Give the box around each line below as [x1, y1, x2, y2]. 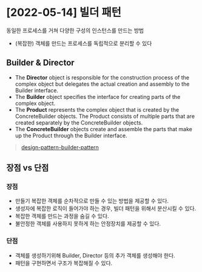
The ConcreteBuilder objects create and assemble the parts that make [15, 125, 192, 132]
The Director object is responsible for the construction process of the [15, 73, 190, 81]
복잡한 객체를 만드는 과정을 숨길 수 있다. [15, 212, 109, 220]
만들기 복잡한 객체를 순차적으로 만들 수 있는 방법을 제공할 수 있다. [15, 197, 169, 205]
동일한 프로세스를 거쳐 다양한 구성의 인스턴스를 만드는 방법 [6, 27, 144, 34]
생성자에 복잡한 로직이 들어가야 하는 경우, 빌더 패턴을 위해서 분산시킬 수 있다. [15, 205, 197, 212]
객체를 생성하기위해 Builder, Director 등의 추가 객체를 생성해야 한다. [15, 251, 175, 259]
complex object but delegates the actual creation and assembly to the [15, 80, 190, 87]
